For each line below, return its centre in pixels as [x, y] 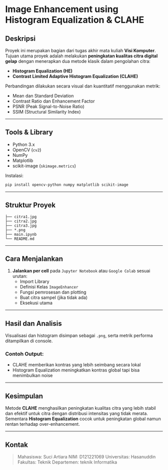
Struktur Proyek [30, 205]
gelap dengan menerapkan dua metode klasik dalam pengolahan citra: [78, 61]
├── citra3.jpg [21, 225]
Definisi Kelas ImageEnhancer [49, 287]
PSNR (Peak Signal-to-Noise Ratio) [48, 106]
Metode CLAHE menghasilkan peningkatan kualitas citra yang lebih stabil [80, 408]
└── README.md [20, 239]
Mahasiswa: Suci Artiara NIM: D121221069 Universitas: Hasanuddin [86, 457]
